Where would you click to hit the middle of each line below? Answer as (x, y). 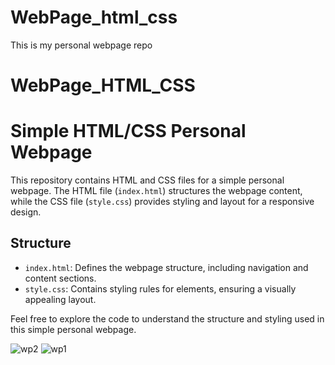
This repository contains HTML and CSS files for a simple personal (147, 180)
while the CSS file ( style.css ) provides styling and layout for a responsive (162, 202)
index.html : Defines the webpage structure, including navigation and (166, 267)
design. (26, 212)
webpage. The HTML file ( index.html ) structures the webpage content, (156, 191)
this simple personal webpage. (73, 329)
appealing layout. (60, 299)
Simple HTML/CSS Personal (128, 131)
